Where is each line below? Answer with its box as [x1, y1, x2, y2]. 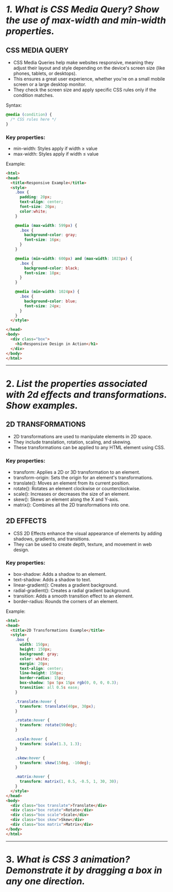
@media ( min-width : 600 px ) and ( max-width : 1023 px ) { [15, 256, 132, 261]
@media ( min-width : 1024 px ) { [15, 289, 80, 295]
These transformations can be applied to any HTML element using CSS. [13, 444, 165, 451]
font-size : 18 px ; [24, 270, 61, 276]
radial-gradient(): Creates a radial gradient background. [13, 587, 131, 593]
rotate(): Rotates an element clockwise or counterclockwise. [13, 485, 141, 491]
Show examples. [6, 399, 79, 411]
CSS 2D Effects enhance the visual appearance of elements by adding [13, 530, 162, 536]
